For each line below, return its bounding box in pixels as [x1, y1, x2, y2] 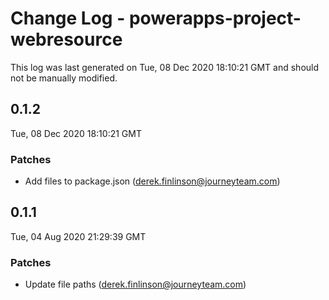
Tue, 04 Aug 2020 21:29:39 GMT [10, 230, 147, 242]
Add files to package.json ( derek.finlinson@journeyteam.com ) [24, 175, 281, 187]
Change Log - [10, 7, 126, 30]
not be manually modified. [10, 72, 118, 84]
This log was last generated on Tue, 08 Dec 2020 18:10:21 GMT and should [10, 61, 320, 73]
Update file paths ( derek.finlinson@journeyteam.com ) [24, 278, 247, 291]
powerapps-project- [128, 7, 302, 30]
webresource [10, 28, 123, 51]
